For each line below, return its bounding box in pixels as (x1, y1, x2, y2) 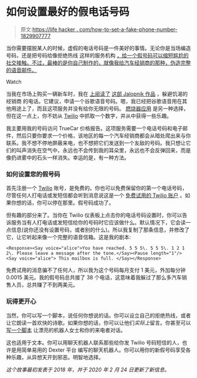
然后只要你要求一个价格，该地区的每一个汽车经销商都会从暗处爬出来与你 (16, 132, 191, 139)
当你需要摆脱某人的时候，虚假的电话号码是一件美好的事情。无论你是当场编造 (6, 45, 191, 52)
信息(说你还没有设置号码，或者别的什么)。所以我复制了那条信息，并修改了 (11, 226, 190, 233)
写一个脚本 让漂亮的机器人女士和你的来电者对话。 (6, 326, 126, 333)
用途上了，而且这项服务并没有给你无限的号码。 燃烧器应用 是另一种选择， (11, 105, 189, 112)
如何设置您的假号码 (6, 170, 60, 178)
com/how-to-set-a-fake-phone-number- (79, 26, 178, 33)
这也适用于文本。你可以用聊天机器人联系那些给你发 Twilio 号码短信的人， (6, 339, 183, 346)
